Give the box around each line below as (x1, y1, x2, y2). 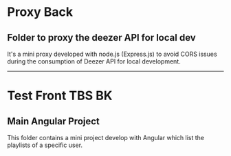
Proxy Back (7, 4, 74, 20)
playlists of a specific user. (7, 141, 83, 149)
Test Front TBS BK (7, 88, 113, 104)
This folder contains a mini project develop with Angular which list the (7, 134, 205, 142)
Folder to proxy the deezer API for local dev (7, 32, 196, 43)
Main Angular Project (7, 115, 100, 127)
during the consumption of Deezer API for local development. (7, 57, 181, 66)
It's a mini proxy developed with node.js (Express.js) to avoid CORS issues (7, 50, 218, 58)
